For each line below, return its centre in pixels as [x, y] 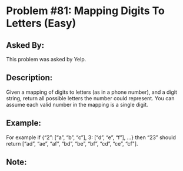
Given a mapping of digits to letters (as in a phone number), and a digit [92, 92]
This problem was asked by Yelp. [46, 59]
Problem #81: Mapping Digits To [85, 11]
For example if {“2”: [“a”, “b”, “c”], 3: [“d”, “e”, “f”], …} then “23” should [91, 137]
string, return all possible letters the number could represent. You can [90, 98]
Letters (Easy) [41, 23]
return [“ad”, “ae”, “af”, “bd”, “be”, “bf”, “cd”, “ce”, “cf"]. [72, 143]
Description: [29, 78]
